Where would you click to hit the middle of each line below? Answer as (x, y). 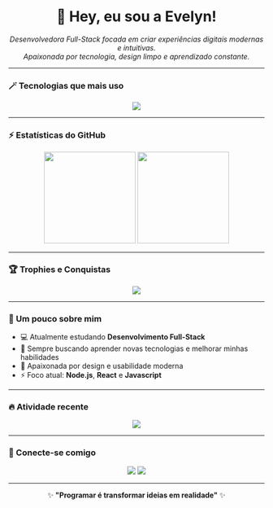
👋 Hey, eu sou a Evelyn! (136, 17)
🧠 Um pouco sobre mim (55, 318)
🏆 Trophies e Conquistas (60, 269)
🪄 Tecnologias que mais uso (66, 85)
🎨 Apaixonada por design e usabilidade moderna (102, 366)
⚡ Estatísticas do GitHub (57, 135)
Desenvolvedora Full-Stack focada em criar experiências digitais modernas (136, 39)
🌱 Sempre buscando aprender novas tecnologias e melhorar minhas (134, 348)
